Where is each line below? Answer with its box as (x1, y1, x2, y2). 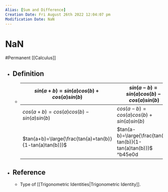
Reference (12, 168, 46, 176)
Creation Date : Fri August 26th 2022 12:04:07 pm (5, 12, 111, 17)
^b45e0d (116, 151, 138, 158)
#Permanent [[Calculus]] (5, 55, 56, 61)
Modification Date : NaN (5, 17, 55, 22)
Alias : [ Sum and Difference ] (5, 7, 66, 13)
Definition (12, 69, 44, 78)
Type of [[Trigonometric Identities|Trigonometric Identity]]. (19, 181, 141, 187)
